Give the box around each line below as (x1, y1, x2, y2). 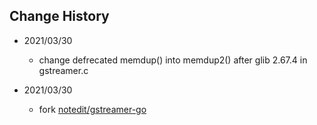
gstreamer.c (38, 64, 89, 76)
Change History (9, 8, 110, 25)
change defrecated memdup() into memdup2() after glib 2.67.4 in (38, 54, 308, 66)
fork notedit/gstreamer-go (38, 103, 147, 115)
